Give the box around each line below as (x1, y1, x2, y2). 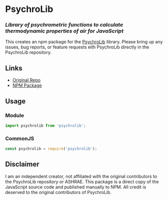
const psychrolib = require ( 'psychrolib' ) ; (5, 146, 97, 152)
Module (5, 112, 24, 119)
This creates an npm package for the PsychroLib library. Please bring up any (5, 39, 163, 45)
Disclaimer (5, 160, 39, 169)
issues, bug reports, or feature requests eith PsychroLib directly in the (5, 44, 149, 50)
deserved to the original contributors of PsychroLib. (5, 189, 111, 195)
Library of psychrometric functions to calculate (5, 21, 123, 28)
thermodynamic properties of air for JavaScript (5, 27, 124, 34)
